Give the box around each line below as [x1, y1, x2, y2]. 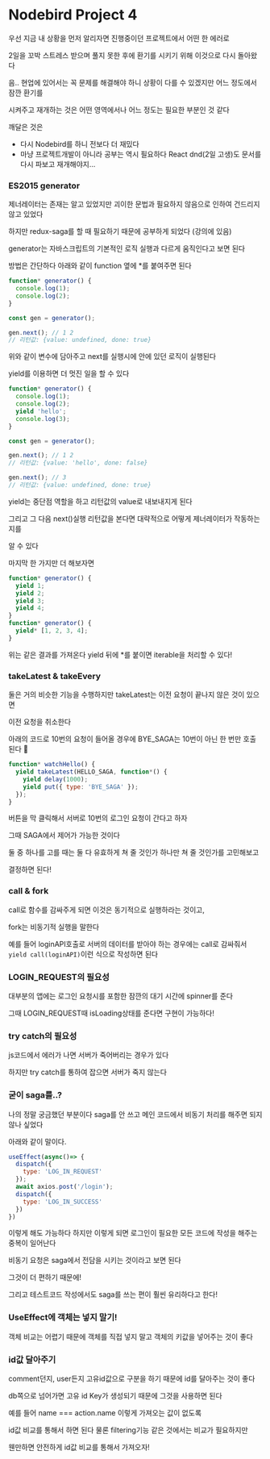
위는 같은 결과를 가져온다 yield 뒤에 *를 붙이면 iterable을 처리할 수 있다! [8, 649, 233, 659]
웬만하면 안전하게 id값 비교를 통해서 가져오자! [8, 1442, 151, 1453]
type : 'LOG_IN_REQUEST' [23, 1168, 103, 1176]
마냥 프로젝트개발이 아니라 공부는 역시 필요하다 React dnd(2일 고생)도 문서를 [19, 149, 262, 159]
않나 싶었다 [8, 1119, 44, 1129]
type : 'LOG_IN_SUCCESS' [23, 1198, 103, 1206]
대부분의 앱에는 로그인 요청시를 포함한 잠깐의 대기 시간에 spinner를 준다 [8, 991, 234, 1001]
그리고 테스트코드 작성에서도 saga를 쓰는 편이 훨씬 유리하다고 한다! [8, 1290, 218, 1299]
